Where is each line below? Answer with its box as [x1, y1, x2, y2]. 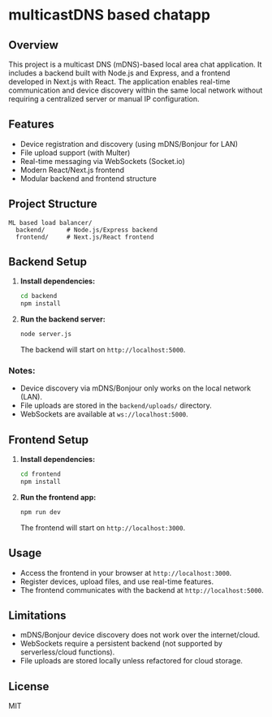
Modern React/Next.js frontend [19, 165, 124, 175]
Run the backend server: [19, 314, 106, 324]
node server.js [19, 330, 72, 339]
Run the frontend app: [19, 492, 97, 502]
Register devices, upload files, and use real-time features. [19, 577, 214, 586]
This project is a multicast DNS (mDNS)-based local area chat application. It [8, 59, 262, 69]
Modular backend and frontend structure [19, 173, 157, 184]
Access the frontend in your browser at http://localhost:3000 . [19, 568, 232, 577]
